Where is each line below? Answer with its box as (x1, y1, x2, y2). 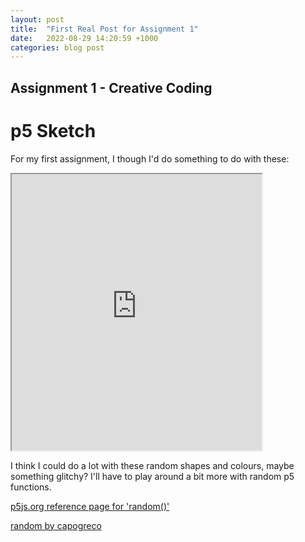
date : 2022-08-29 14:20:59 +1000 (10, 33, 159, 43)
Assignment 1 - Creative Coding (10, 79, 213, 96)
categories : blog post (10, 42, 105, 53)
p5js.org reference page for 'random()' (10, 500, 170, 512)
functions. (10, 481, 52, 493)
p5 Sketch (10, 119, 97, 142)
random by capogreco (10, 519, 102, 531)
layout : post (10, 14, 65, 25)
